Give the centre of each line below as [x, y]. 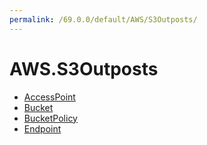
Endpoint [42, 128]
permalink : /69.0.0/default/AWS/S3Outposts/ [103, 19]
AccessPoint [49, 97]
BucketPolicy [50, 118]
